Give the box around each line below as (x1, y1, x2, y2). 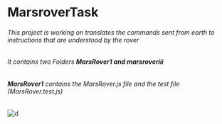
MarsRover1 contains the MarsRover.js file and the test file (7, 79, 180, 88)
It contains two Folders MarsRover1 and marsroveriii (7, 57, 164, 66)
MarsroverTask (7, 4, 99, 21)
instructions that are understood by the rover (7, 35, 139, 44)
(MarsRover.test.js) (7, 87, 63, 96)
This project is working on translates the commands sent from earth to (7, 28, 215, 36)
